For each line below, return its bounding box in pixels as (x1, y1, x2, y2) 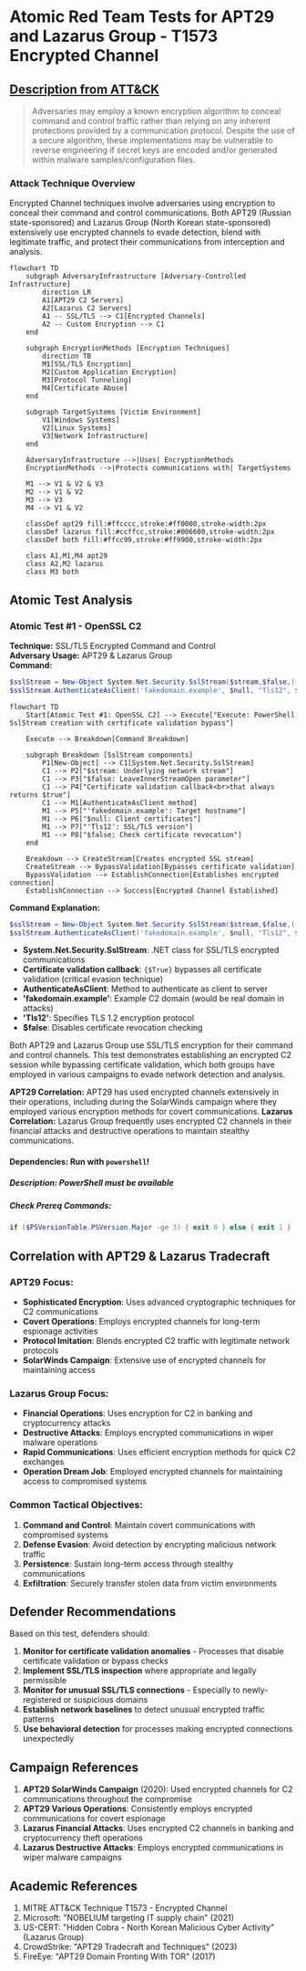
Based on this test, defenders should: (9, 1628, 150, 1640)
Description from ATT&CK (9, 81, 159, 97)
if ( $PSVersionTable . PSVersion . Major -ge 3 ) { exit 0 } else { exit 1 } (9, 1223, 291, 1232)
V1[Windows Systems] (42, 415, 120, 425)
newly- (242, 1684, 269, 1695)
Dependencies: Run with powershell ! (9, 1157, 150, 1168)
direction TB (42, 351, 92, 362)
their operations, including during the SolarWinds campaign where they (9, 1096, 278, 1107)
